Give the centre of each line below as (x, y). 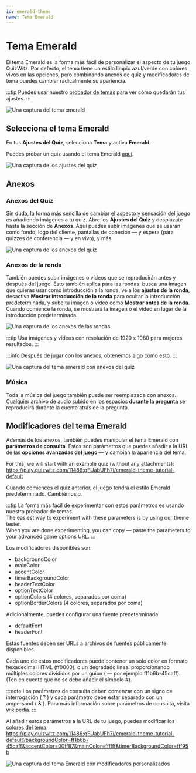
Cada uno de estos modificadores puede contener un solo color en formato (97, 661)
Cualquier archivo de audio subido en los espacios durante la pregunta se (96, 401)
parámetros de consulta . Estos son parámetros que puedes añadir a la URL (97, 446)
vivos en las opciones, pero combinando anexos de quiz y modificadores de (98, 75)
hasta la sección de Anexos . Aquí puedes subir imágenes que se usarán (93, 226)
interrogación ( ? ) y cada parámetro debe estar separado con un (84, 697)
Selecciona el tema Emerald (58, 128)
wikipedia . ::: (21, 710)
